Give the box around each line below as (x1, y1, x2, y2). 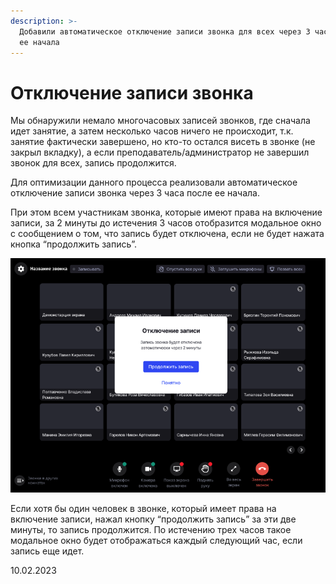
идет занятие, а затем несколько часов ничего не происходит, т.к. (10, 125, 294, 137)
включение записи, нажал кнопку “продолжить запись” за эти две (10, 513, 297, 525)
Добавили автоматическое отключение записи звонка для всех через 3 (19, 26, 311, 37)
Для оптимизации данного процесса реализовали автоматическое (10, 176, 298, 189)
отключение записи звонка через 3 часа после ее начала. (10, 187, 260, 199)
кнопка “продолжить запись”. (10, 238, 138, 250)
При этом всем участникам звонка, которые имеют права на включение (10, 206, 323, 219)
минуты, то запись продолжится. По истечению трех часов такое (10, 523, 292, 535)
